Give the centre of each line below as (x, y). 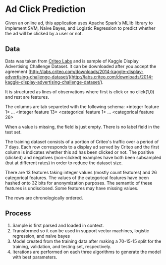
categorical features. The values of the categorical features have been (77, 178)
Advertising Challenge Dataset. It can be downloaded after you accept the (81, 66)
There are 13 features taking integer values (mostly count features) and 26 (81, 172)
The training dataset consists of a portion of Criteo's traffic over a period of (82, 141)
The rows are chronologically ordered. (44, 198)
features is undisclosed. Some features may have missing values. (72, 188)
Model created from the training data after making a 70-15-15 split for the (87, 241)
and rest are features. (27, 97)
